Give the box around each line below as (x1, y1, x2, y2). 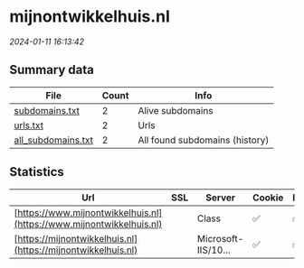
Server (204, 191, 236, 204)
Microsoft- (197, 232, 244, 245)
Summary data (9, 62, 95, 78)
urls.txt (14, 119, 43, 132)
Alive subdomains (138, 104, 214, 116)
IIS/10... (197, 244, 231, 256)
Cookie (252, 191, 284, 204)
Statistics (9, 164, 65, 180)
